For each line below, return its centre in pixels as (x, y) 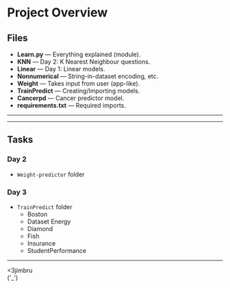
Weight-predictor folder (51, 174)
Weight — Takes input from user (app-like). (78, 83)
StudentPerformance (57, 250)
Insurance (41, 243)
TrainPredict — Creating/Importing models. (78, 91)
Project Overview (57, 13)
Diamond (40, 228)
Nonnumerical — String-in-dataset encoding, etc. (88, 76)
